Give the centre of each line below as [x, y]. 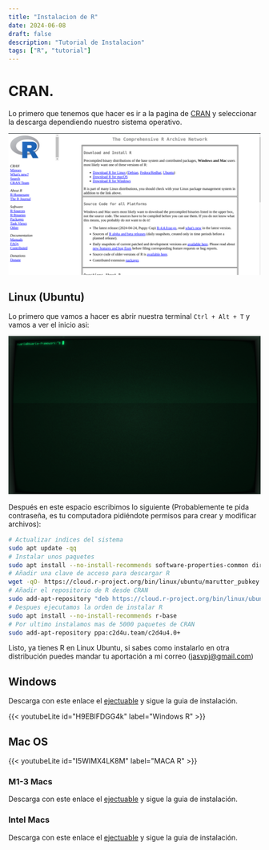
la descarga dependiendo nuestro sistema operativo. [95, 122]
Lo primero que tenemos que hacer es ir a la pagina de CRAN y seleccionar [132, 114]
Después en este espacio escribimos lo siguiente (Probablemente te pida [129, 507]
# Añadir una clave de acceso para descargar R [89, 574]
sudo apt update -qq [43, 548]
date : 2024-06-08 [37, 25]
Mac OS [28, 741]
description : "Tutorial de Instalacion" [77, 42]
